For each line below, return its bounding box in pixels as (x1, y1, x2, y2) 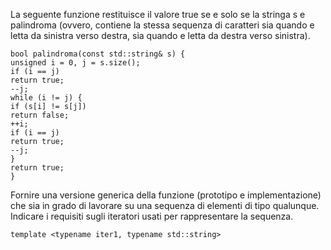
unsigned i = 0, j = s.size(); (10, 58, 141, 68)
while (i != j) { (10, 93, 83, 103)
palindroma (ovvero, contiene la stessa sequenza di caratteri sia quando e (10, 19, 315, 31)
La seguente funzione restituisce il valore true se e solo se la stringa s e (10, 9, 306, 20)
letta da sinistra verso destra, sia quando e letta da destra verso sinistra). (10, 30, 311, 41)
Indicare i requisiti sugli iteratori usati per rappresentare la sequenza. (10, 210, 294, 222)
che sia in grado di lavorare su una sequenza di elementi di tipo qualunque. (10, 200, 320, 211)
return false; (10, 110, 70, 120)
